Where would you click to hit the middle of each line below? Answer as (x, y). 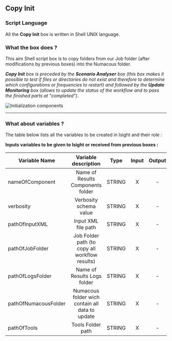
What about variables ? (35, 123)
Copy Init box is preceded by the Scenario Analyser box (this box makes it (85, 74)
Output (157, 161)
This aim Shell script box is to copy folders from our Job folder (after (78, 58)
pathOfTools (23, 328)
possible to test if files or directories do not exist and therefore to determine (85, 79)
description (86, 164)
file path (86, 227)
